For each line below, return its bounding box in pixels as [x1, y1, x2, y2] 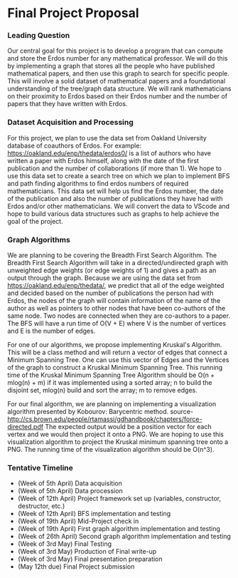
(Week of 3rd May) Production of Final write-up [17, 547, 157, 556]
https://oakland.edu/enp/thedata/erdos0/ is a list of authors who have [7, 148, 212, 158]
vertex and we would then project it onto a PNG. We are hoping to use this [7, 430, 224, 439]
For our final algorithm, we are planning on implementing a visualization [7, 400, 217, 408]
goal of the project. [7, 217, 63, 225]
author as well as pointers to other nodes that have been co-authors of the [7, 304, 226, 313]
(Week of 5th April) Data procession [17, 487, 123, 495]
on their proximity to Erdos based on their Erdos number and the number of [7, 92, 228, 100]
